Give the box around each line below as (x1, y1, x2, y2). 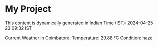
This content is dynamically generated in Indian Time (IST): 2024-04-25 (5, 20, 153, 26)
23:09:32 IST (5, 25, 32, 31)
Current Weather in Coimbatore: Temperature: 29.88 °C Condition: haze (5, 35, 153, 41)
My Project (5, 3, 51, 15)
